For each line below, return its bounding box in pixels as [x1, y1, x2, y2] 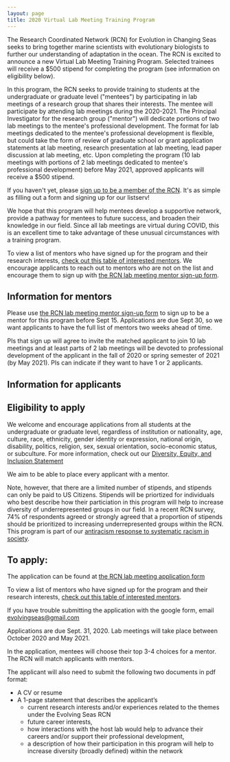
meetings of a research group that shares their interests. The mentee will [7, 100, 213, 108]
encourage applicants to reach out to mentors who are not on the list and [7, 264, 214, 272]
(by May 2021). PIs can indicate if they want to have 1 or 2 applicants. [7, 358, 203, 367]
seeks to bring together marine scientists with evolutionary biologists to [7, 43, 209, 51]
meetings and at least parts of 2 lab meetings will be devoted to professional [7, 344, 224, 352]
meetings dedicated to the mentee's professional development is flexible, [7, 128, 215, 137]
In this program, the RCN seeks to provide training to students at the [7, 85, 200, 93]
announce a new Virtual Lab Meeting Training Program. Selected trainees [7, 57, 214, 65]
